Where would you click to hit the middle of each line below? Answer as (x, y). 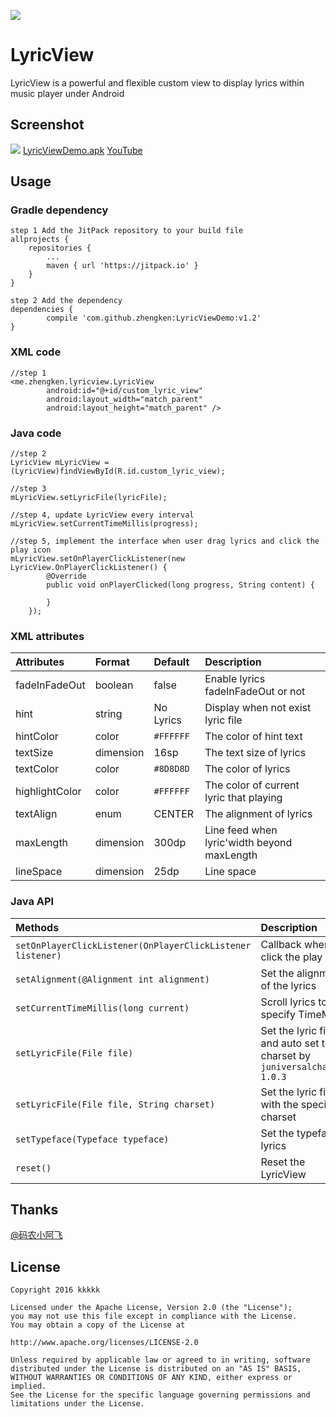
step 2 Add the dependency (66, 301)
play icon (31, 550)
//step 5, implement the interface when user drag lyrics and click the (165, 541)
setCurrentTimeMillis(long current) (102, 1008)
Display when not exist (258, 708)
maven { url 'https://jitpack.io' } (122, 266)
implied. (28, 1386)
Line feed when (241, 830)
